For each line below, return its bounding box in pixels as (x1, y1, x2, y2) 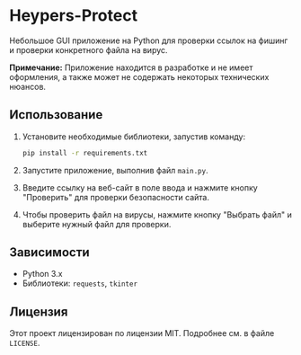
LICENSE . (9, 338, 40, 349)
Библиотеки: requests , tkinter (22, 278, 137, 288)
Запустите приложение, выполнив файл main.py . (22, 164, 208, 175)
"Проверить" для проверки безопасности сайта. (22, 191, 209, 202)
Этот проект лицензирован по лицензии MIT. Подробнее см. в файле (9, 328, 275, 339)
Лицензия (9, 304, 68, 319)
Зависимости (9, 244, 90, 261)
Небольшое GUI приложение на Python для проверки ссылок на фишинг (9, 35, 288, 46)
